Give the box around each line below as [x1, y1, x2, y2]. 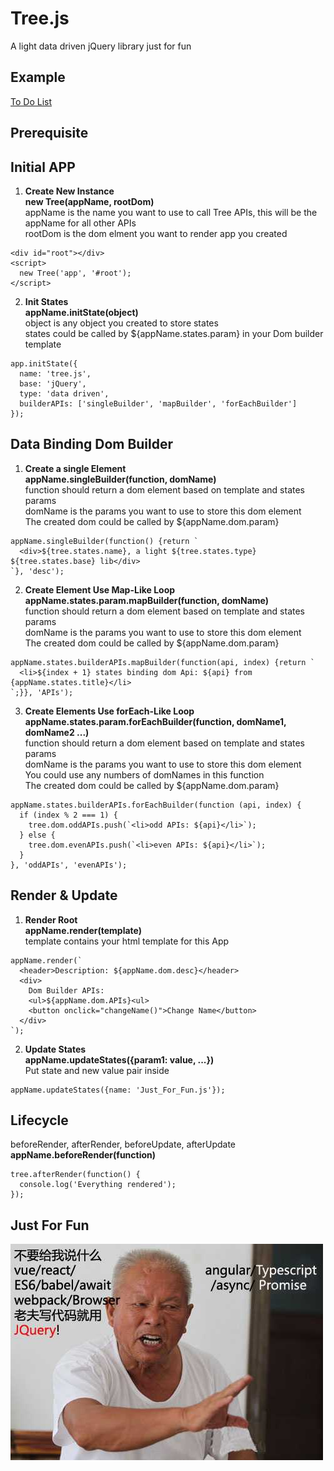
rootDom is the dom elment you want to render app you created [24, 227, 288, 239]
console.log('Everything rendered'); [19, 1180, 177, 1190]
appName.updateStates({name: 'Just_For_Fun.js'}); [10, 1085, 226, 1095]
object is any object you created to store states [24, 317, 219, 329]
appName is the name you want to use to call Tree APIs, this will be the [24, 206, 318, 218]
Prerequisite [10, 125, 89, 142]
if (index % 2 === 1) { [19, 810, 118, 820]
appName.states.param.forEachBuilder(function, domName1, [24, 715, 287, 727]
